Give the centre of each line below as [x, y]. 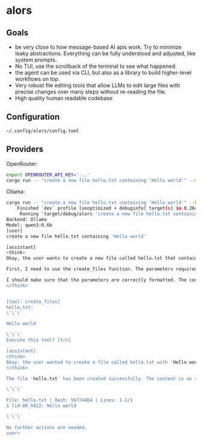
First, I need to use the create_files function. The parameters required [102, 269]
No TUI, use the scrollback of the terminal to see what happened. [96, 66]
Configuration [33, 117]
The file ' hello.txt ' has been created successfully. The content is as [99, 379]
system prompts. [36, 60]
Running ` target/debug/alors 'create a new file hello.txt [95, 214]
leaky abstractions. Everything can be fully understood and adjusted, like [105, 53]
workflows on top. [37, 79]
